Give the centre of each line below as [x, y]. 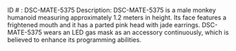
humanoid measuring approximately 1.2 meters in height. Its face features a [117, 17]
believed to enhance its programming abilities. [75, 40]
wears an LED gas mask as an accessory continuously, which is [136, 32]
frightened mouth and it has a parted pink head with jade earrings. [104, 25]
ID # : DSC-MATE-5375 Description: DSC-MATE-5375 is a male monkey [112, 10]
